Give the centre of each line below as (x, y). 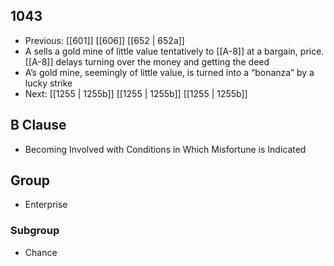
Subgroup (35, 231)
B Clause (38, 125)
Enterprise (46, 205)
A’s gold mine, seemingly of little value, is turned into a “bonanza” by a (169, 72)
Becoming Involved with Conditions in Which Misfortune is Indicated (165, 149)
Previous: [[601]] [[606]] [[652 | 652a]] (104, 40)
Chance (41, 252)
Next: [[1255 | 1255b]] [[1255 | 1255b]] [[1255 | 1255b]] (136, 93)
